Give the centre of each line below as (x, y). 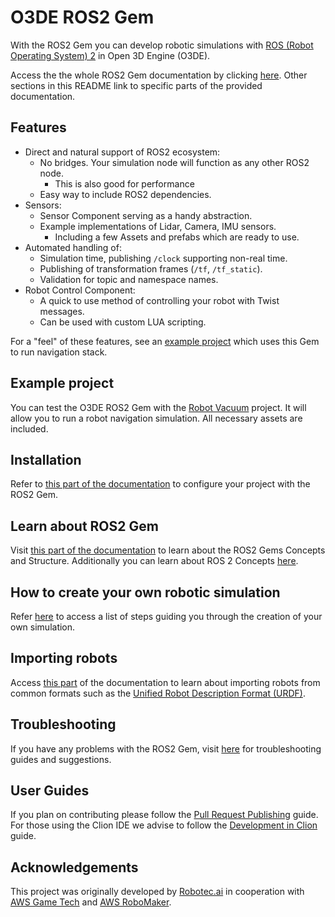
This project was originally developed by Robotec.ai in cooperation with (157, 892)
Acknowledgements (74, 867)
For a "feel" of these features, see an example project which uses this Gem (165, 341)
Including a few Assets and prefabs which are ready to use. (177, 237)
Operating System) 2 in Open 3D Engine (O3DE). (110, 55)
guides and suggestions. (61, 759)
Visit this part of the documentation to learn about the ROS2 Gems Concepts (168, 550)
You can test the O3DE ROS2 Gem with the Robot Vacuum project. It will (158, 407)
